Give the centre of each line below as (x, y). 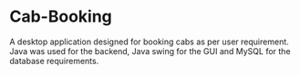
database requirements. (54, 61)
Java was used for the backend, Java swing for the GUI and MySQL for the (150, 51)
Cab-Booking (61, 17)
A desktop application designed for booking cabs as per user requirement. (149, 42)
